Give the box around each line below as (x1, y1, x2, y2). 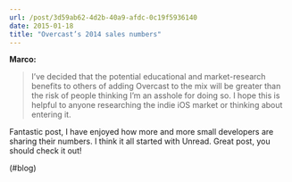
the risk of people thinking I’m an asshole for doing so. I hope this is (30, 90, 280, 101)
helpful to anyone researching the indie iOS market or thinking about (30, 100, 283, 111)
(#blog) (9, 162, 38, 174)
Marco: (9, 54, 38, 65)
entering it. (30, 109, 71, 120)
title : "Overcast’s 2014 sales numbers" (9, 29, 163, 38)
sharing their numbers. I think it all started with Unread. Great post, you (9, 136, 271, 147)
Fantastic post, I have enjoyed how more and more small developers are (9, 127, 274, 137)
